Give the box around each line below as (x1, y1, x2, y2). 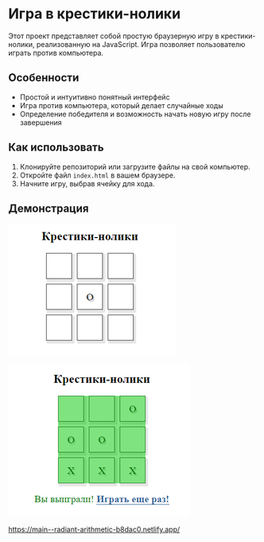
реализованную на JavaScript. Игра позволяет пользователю (36, 39, 246, 49)
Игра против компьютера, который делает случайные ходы (19, 100, 224, 110)
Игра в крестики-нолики (8, 5, 181, 23)
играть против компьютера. (8, 48, 104, 57)
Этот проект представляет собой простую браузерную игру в (8, 31, 219, 41)
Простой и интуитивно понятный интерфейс (19, 92, 170, 102)
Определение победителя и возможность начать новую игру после (19, 109, 252, 119)
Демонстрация (8, 201, 89, 215)
